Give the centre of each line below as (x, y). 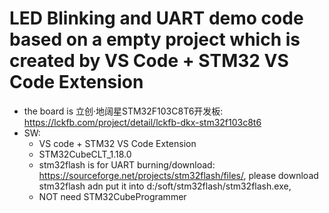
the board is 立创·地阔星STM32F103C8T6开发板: (123, 111)
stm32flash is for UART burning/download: (127, 164)
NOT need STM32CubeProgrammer (112, 196)
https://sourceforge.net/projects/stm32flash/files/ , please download (178, 175)
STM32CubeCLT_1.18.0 (85, 154)
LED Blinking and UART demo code (156, 18)
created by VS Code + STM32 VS (149, 61)
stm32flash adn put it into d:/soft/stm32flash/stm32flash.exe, (165, 186)
